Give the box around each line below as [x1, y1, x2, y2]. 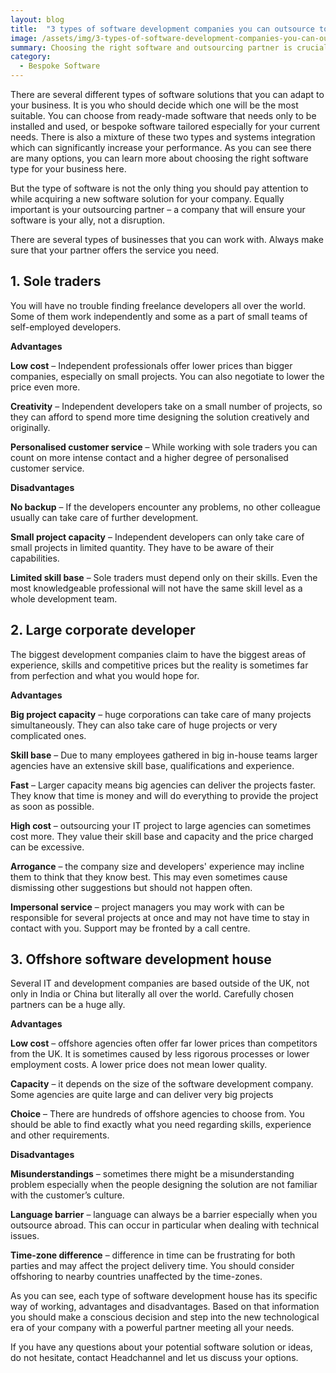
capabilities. [10, 552, 60, 564]
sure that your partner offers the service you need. [10, 244, 220, 256]
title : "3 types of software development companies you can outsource [10, 24, 315, 34]
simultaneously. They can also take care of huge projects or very [10, 719, 278, 731]
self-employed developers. [10, 321, 122, 333]
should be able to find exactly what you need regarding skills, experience [10, 1119, 312, 1131]
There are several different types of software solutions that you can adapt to [10, 89, 325, 100]
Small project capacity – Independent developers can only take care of [10, 531, 305, 543]
